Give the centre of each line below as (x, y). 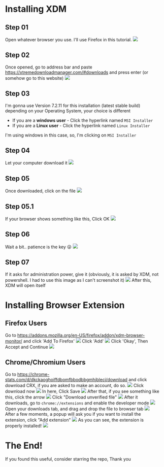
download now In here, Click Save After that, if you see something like (82, 391)
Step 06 (17, 234)
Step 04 (18, 150)
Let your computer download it (36, 163)
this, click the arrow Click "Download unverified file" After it (71, 397)
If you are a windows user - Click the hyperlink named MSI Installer (82, 120)
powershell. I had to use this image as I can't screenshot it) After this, (78, 280)
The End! (24, 446)
